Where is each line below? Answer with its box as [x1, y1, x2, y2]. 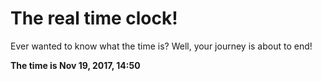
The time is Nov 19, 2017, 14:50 [10, 59, 141, 71]
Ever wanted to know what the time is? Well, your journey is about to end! [10, 40, 313, 52]
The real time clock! [10, 7, 178, 30]
